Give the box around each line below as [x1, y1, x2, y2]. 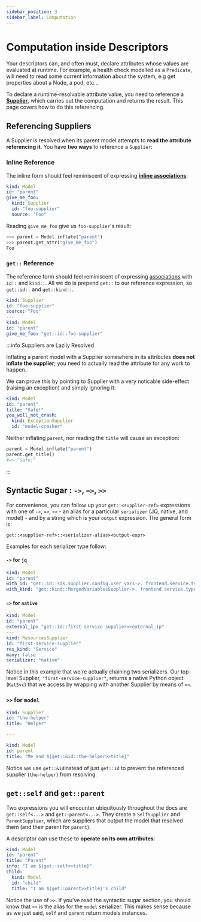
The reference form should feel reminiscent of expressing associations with [6, 273, 193, 280]
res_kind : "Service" [6, 646, 58, 652]
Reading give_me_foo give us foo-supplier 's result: [6, 222, 132, 229]
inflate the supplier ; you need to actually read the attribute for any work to [6, 360, 190, 367]
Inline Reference [6, 158, 55, 167]
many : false [6, 652, 36, 658]
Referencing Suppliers [6, 121, 92, 131]
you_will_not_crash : [6, 412, 58, 418]
